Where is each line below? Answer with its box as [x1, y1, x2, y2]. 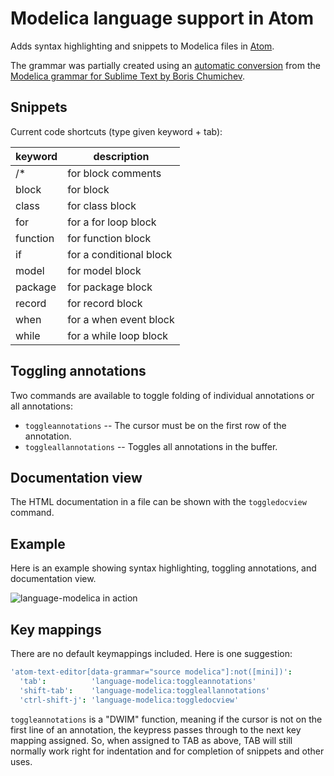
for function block [67, 231, 152, 245]
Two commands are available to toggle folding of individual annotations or [10, 389, 315, 401]
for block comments [67, 166, 162, 180]
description [93, 149, 150, 163]
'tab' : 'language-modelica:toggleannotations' [19, 676, 257, 686]
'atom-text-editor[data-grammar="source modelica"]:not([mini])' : [10, 667, 293, 677]
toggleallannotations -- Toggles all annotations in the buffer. [24, 440, 278, 452]
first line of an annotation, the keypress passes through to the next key [10, 723, 302, 736]
